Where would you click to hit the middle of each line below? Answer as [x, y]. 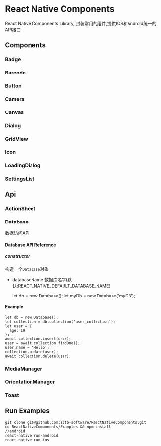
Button [13, 86]
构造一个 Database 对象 [27, 269]
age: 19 [17, 330]
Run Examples [28, 411]
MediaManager [24, 369]
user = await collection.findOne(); [43, 343]
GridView [16, 139]
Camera [15, 99]
